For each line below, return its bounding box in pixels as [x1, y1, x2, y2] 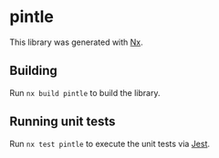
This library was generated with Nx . [9, 37, 143, 47]
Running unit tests [9, 114, 116, 130]
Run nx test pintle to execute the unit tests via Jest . [9, 138, 211, 149]
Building [9, 63, 57, 79]
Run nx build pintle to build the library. [9, 87, 161, 98]
